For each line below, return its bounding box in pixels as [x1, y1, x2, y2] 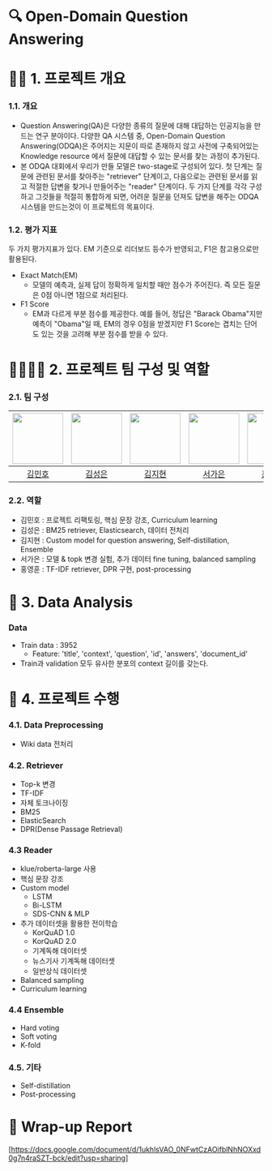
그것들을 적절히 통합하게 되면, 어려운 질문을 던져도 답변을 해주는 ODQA [35, 191, 259, 201]
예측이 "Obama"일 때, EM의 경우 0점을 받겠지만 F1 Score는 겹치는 [32, 319, 243, 328]
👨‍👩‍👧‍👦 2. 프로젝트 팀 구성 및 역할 [8, 361, 210, 379]
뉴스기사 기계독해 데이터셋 [32, 956, 116, 966]
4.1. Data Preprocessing [8, 719, 104, 731]
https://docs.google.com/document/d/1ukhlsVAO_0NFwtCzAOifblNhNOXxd [11, 1144, 261, 1154]
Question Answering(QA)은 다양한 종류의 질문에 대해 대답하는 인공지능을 [19, 120, 253, 131]
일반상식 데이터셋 [32, 967, 87, 976]
